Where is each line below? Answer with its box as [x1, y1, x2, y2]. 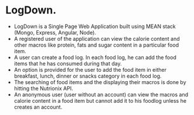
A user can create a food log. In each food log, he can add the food [13, 54, 176, 61]
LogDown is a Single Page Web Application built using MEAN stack [13, 23, 176, 30]
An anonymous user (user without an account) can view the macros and [13, 91, 189, 98]
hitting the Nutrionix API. [13, 85, 74, 92]
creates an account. [13, 103, 63, 110]
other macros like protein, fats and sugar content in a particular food [13, 41, 179, 48]
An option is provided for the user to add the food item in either [13, 66, 166, 73]
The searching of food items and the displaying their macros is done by [13, 78, 186, 85]
